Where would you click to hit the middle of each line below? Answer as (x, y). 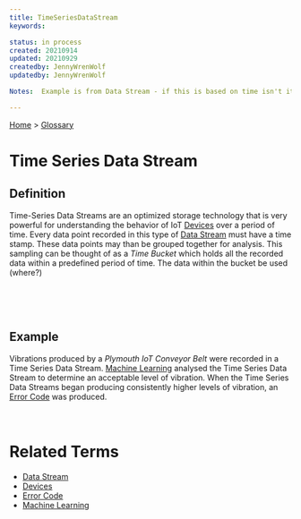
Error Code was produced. (58, 396)
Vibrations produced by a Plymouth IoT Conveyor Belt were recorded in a (144, 358)
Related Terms (64, 451)
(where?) (26, 272)
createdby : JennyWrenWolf (57, 67)
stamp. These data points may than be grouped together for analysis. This (146, 243)
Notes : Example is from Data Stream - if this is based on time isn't (146, 91)
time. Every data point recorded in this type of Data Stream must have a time (150, 234)
